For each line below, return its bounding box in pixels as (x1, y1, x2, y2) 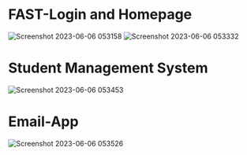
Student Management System (8, 59, 208, 77)
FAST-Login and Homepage (8, 6, 193, 24)
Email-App (8, 113, 79, 131)
